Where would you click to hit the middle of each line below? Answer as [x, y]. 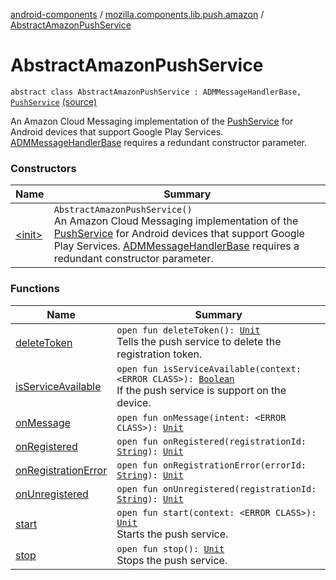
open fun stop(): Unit [170, 548]
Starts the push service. [172, 534]
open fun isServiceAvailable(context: [209, 368]
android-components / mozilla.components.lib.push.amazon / [137, 14]
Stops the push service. [172, 560]
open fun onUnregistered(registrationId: [216, 488]
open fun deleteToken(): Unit [188, 330]
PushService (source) [54, 101]
